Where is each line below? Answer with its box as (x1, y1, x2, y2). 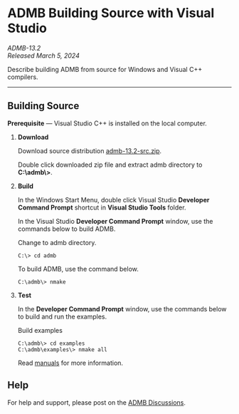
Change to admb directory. (17, 238, 97, 247)
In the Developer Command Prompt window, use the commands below (17, 304, 227, 313)
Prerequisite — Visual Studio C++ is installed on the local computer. (7, 119, 208, 128)
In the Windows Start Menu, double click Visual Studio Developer (17, 195, 210, 204)
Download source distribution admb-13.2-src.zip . (17, 146, 162, 155)
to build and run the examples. (17, 312, 107, 321)
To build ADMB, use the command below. (17, 264, 139, 273)
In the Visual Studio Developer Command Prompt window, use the (17, 217, 213, 225)
